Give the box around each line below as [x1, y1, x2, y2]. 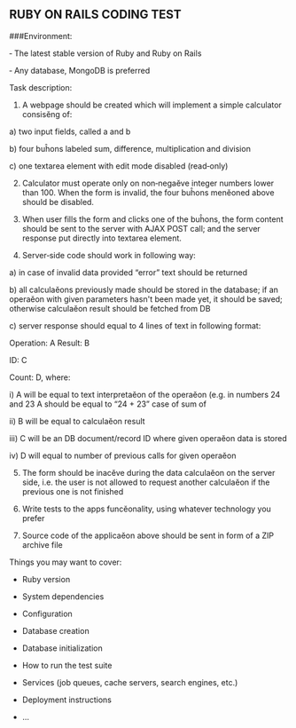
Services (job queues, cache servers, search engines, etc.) [21, 677, 238, 687]
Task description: [9, 82, 73, 92]
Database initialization [21, 643, 104, 653]
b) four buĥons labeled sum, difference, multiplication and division [9, 143, 251, 154]
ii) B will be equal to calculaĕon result [9, 415, 145, 426]
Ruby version [21, 574, 71, 584]
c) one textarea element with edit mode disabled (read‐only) [9, 160, 229, 171]
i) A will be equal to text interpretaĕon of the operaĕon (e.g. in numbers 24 [9, 389, 281, 400]
